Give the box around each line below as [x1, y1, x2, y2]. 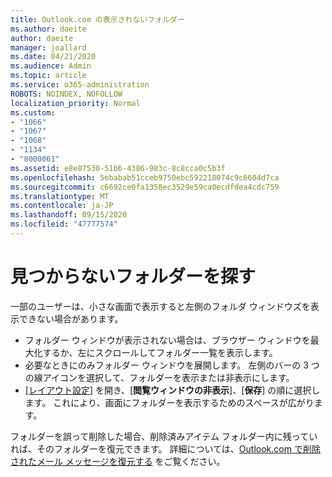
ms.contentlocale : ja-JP [10, 201, 114, 211]
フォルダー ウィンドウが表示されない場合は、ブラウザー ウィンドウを [24, 334, 311, 346]
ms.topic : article [10, 71, 87, 81]
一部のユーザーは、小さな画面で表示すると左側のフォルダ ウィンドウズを [10, 300, 311, 312]
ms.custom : [10, 107, 56, 118]
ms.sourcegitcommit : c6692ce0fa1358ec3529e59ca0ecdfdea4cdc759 [10, 182, 280, 192]
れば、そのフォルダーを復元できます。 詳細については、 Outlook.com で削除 [10, 442, 321, 455]
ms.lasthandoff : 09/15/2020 [10, 210, 128, 220]
